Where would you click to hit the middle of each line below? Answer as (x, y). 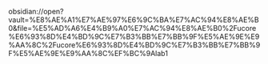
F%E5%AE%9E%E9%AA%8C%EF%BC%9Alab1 (88, 53)
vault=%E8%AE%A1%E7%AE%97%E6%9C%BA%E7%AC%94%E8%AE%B (134, 20)
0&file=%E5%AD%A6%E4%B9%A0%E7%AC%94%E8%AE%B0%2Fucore (132, 28)
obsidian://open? (36, 11)
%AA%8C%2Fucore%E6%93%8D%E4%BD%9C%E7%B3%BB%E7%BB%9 (134, 45)
